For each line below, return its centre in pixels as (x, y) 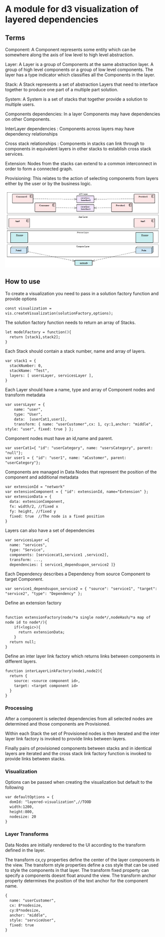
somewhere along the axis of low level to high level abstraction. (69, 55)
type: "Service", (27, 550)
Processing (19, 708)
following (14, 788)
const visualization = (28, 308)
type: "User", (28, 414)
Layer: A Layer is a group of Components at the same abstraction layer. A (79, 64)
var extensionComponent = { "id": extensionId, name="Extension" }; (77, 491)
